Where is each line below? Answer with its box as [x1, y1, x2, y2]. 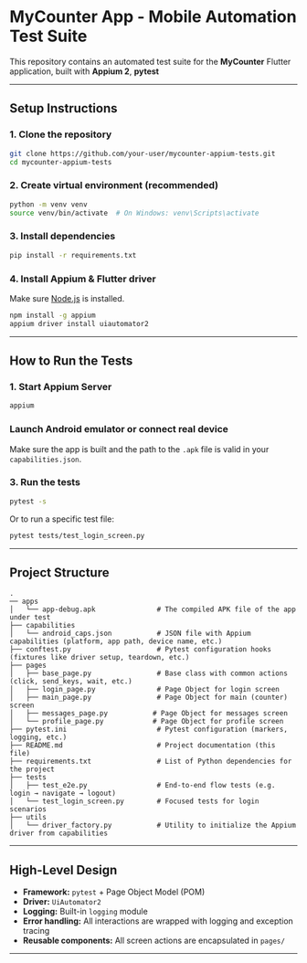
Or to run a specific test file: [9, 513, 114, 524]
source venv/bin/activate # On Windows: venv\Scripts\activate [9, 208, 259, 217]
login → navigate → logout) [9, 788, 117, 799]
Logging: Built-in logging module [22, 906, 148, 917]
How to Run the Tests [9, 354, 133, 369]
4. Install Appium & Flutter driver [9, 272, 157, 285]
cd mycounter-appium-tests [9, 157, 112, 166]
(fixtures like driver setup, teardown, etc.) [9, 653, 190, 662]
